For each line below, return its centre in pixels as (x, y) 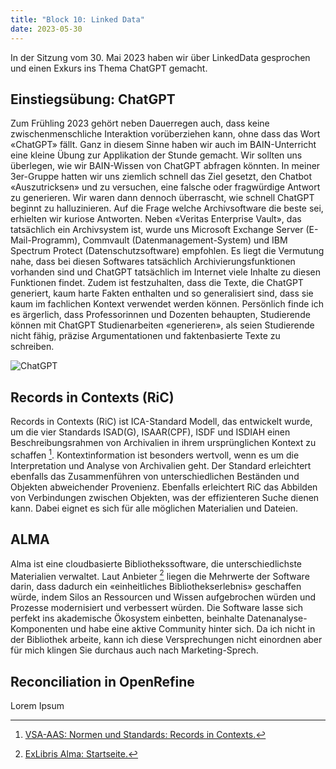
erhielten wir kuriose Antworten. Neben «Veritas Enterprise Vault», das (156, 219)
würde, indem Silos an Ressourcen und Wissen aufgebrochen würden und (163, 597)
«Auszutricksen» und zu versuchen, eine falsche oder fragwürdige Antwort (165, 187)
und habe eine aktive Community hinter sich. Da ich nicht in (192, 629)
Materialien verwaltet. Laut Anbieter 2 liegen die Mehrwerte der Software (160, 575)
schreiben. (32, 347)
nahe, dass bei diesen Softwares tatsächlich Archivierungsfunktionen (153, 262)
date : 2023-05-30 (46, 29)
